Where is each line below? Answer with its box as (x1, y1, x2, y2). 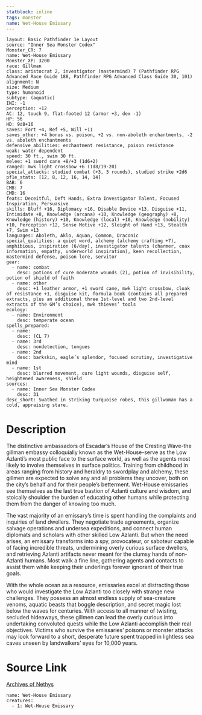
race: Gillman (6, 63, 42, 70)
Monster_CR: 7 (6, 47, 42, 53)
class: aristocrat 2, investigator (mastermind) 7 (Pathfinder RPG (6, 68, 180, 74)
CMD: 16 (6, 190, 26, 197)
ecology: (6, 307, 28, 313)
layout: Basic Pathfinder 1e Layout (6, 37, 98, 43)
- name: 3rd (11, 338, 42, 345)
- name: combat (11, 265, 50, 271)
